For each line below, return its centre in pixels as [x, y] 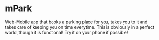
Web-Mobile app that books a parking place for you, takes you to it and [76, 22]
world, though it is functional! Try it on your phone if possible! [67, 32]
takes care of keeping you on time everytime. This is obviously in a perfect [80, 27]
